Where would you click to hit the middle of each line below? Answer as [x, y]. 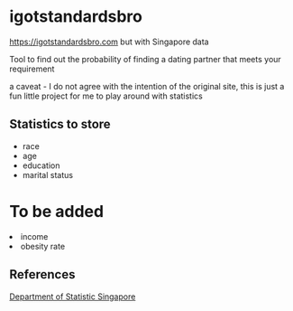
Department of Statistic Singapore [73, 297]
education [41, 165]
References [42, 274]
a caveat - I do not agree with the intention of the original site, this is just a [147, 86]
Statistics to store [60, 124]
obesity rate [43, 246]
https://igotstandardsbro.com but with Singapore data [109, 42]
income [35, 236]
